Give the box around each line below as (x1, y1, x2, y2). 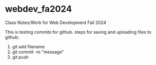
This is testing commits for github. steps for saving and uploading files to (5, 29, 152, 35)
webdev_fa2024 (5, 3, 72, 15)
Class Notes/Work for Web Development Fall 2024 (5, 20, 106, 25)
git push (12, 54, 29, 60)
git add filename (12, 43, 45, 49)
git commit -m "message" (12, 49, 64, 55)
